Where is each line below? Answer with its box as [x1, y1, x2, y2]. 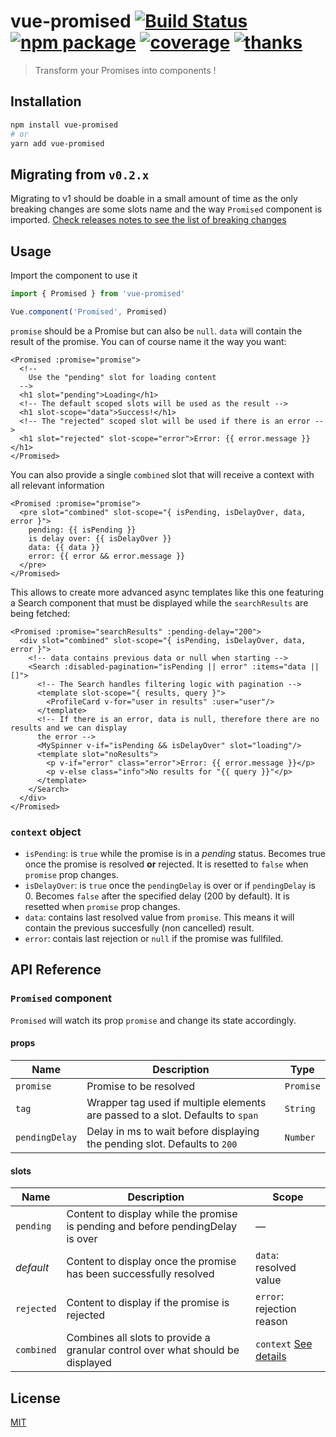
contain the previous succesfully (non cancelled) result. [24, 922, 255, 934]
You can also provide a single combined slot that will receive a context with [10, 468, 315, 480]
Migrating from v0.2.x [10, 166, 150, 183]
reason [254, 1315, 288, 1329]
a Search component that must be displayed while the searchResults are [10, 596, 309, 609]
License [10, 1390, 61, 1407]
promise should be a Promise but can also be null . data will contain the [10, 325, 303, 337]
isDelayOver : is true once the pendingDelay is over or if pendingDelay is [24, 880, 316, 892]
